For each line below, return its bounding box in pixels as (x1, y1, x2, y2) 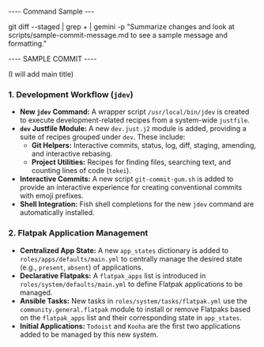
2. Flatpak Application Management (8, 228, 149, 239)
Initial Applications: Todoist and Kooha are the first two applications (19, 321, 241, 330)
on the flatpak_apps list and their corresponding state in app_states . (19, 312, 243, 322)
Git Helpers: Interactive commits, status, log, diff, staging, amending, (31, 141, 257, 150)
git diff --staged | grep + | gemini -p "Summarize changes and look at (8, 22, 235, 31)
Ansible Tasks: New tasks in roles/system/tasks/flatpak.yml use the (19, 296, 247, 305)
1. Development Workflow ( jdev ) (8, 89, 134, 100)
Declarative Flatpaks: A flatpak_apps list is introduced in (19, 270, 206, 280)
